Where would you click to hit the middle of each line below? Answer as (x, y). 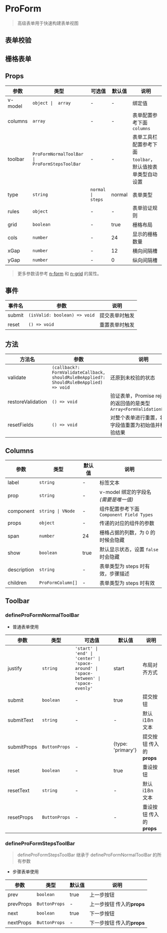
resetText (19, 790)
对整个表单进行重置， (135, 418)
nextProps (20, 923)
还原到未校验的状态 (133, 378)
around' (84, 668)
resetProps (20, 817)
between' (85, 678)
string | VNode (57, 511)
